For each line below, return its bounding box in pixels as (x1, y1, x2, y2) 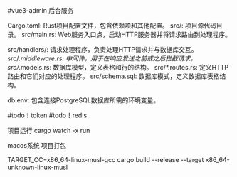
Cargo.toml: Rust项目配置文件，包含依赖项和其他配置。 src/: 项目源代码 (7, 21, 217, 30)
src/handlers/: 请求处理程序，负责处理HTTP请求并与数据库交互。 (7, 45, 198, 53)
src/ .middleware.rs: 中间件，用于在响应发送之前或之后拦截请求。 (7, 54, 197, 63)
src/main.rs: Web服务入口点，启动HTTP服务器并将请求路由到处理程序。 (21, 31, 232, 38)
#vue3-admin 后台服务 (7, 6, 74, 14)
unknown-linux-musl (7, 163, 68, 171)
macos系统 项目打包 (7, 141, 66, 149)
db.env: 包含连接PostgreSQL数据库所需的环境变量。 (7, 96, 160, 104)
